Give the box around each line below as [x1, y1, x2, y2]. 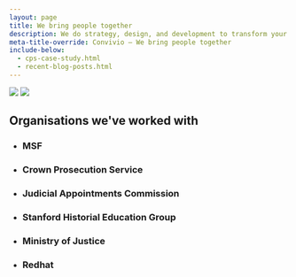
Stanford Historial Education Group [21, 211, 176, 223]
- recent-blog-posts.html [17, 63, 113, 72]
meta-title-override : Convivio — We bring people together [9, 37, 232, 47]
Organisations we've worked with [9, 113, 199, 128]
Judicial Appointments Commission [21, 188, 180, 200]
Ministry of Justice [21, 235, 106, 247]
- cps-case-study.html [17, 54, 101, 63]
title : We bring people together [9, 21, 133, 30]
